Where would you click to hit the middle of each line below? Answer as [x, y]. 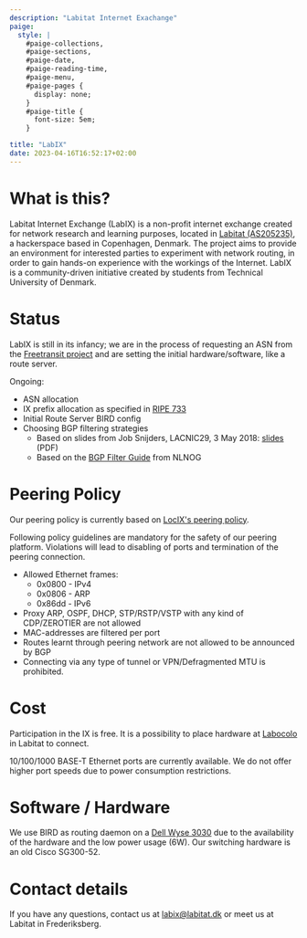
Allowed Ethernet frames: [70, 574]
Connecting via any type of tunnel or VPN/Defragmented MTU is [144, 661]
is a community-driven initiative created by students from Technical [136, 272]
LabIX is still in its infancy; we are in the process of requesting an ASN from [151, 344]
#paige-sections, [59, 52]
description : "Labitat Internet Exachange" [94, 18]
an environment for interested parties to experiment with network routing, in [152, 253]
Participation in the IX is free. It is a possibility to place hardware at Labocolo [153, 733]
